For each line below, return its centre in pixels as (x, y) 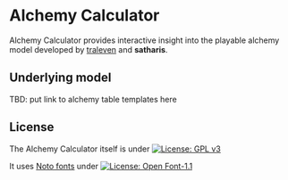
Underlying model (60, 78)
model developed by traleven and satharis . (89, 49)
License (32, 127)
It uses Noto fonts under (54, 166)
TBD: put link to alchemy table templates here (93, 99)
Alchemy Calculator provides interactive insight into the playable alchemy (144, 40)
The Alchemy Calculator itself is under (80, 149)
